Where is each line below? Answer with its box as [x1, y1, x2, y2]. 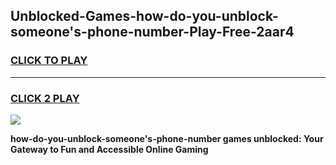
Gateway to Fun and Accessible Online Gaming [10, 143, 209, 155]
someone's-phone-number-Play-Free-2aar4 [10, 24, 295, 41]
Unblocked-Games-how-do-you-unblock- [10, 8, 279, 25]
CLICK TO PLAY [10, 54, 88, 68]
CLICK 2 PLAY [10, 91, 80, 105]
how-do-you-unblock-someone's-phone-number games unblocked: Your [10, 132, 324, 144]
